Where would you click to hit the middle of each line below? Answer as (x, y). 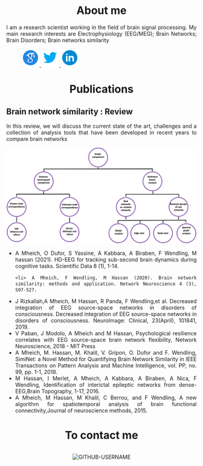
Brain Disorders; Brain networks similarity (58, 40)
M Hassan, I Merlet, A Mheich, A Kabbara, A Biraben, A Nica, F (106, 378)
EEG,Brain (27, 392)
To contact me (101, 435)
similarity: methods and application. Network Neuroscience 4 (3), (106, 284)
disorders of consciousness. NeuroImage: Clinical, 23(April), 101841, (106, 321)
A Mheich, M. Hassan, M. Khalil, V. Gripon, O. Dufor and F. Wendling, (106, 353)
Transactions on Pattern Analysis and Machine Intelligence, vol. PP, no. (106, 366)
